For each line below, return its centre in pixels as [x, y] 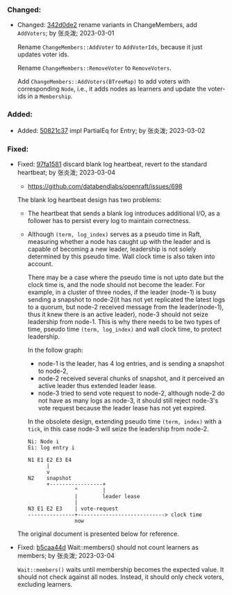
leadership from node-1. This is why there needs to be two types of [124, 321]
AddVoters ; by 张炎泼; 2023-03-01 [66, 33]
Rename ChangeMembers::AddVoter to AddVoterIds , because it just [110, 47]
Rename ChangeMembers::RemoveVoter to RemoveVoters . [94, 68]
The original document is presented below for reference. [98, 534]
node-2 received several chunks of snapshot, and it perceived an [131, 378]
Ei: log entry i [51, 447]
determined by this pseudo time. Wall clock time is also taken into [121, 256]
